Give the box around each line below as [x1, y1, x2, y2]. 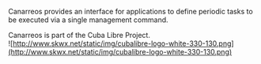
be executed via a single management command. [8, 15, 168, 24]
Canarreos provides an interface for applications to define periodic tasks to [8, 7, 253, 16]
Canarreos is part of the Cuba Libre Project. [8, 31, 150, 40]
